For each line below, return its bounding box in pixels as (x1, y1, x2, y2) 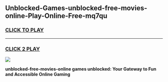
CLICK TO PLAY (5, 27, 44, 34)
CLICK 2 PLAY (5, 45, 40, 52)
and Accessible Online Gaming (5, 71, 70, 77)
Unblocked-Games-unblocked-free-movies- (5, 4, 147, 12)
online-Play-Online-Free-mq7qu (5, 12, 107, 20)
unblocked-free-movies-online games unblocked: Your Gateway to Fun (5, 66, 156, 72)
